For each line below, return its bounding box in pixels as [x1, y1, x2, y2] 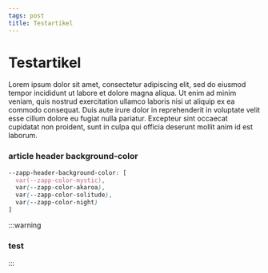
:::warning [8, 220, 42, 230]
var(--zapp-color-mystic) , [15, 176, 106, 184]
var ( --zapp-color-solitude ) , [15, 191, 113, 200]
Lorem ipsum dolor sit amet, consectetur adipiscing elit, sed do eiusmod [8, 80, 246, 89]
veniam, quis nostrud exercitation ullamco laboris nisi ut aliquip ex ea [8, 97, 235, 106]
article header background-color [8, 151, 138, 162]
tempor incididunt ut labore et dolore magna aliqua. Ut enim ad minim [8, 89, 237, 98]
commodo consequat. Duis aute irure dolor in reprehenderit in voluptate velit [8, 105, 260, 115]
